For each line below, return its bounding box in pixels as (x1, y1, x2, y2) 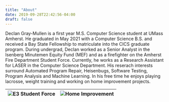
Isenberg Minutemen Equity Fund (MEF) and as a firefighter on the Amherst (5, 52, 162, 58)
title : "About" (5, 7, 37, 13)
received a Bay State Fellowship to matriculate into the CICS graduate (5, 41, 150, 47)
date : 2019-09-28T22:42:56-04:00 (5, 12, 76, 17)
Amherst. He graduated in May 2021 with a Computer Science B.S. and (5, 36, 152, 42)
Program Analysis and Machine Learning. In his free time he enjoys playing (5, 73, 160, 79)
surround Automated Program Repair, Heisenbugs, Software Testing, (5, 68, 148, 74)
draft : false (5, 17, 33, 22)
